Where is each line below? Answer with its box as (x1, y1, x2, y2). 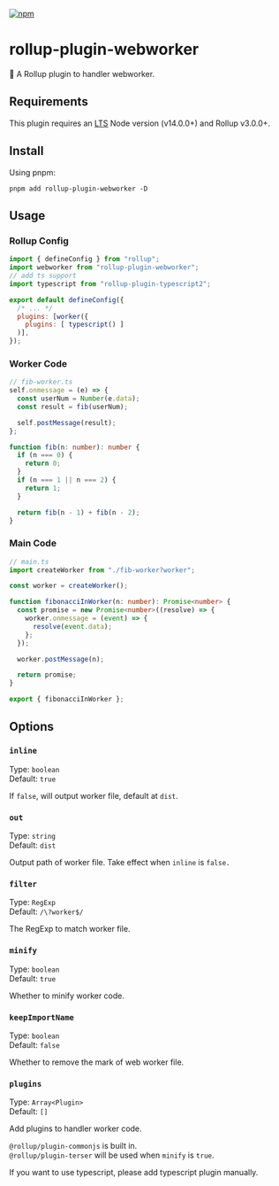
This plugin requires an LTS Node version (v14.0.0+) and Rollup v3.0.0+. (9, 118, 271, 128)
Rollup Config (9, 235, 69, 247)
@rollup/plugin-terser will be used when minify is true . (9, 1150, 215, 1160)
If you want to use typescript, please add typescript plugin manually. (9, 1167, 259, 1178)
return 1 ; (25, 484, 62, 492)
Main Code (9, 537, 57, 549)
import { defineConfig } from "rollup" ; (9, 255, 161, 264)
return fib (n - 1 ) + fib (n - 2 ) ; (17, 508, 140, 517)
